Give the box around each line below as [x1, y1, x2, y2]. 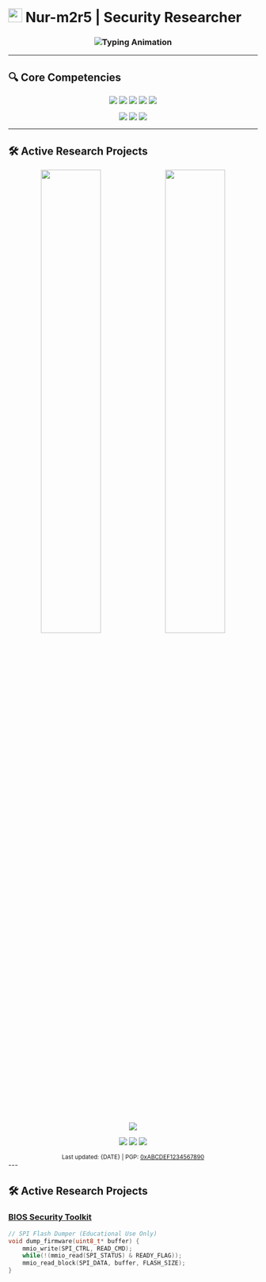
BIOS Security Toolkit [8, 1212, 93, 1223]
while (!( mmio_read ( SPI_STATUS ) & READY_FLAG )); [22, 1252, 182, 1260]
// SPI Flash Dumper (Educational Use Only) [8, 1230, 158, 1238]
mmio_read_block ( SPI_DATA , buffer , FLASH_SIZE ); [22, 1259, 186, 1267]
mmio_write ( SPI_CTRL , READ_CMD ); [22, 1244, 133, 1253]
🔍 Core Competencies [8, 70, 121, 84]
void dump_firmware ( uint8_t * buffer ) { [8, 1237, 140, 1245]
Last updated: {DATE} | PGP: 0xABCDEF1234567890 [62, 1153, 204, 1162]
